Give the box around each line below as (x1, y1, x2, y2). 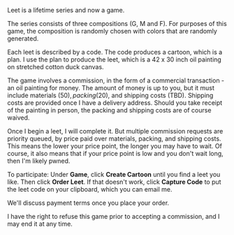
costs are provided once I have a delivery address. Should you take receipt (7, 99, 223, 107)
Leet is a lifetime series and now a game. (7, 6, 125, 14)
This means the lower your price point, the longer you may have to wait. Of (7, 142, 222, 150)
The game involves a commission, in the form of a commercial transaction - (7, 76, 225, 85)
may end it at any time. (7, 220, 73, 228)
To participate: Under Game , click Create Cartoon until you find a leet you (7, 171, 221, 178)
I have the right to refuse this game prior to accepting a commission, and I (7, 213, 220, 220)
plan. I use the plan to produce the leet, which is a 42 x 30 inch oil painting (7, 55, 221, 64)
